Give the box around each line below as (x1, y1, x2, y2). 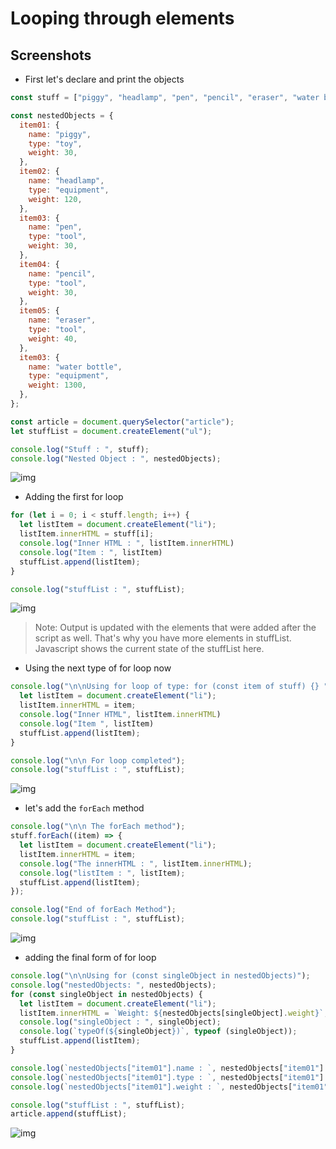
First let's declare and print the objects (24, 73, 185, 85)
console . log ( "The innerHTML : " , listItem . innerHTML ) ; (19, 858, 253, 869)
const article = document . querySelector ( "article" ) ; (10, 417, 235, 427)
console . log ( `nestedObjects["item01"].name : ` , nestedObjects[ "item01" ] (10, 1063, 325, 1073)
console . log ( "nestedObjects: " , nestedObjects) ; (10, 980, 217, 990)
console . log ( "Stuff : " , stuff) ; (10, 444, 150, 454)
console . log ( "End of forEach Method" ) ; (10, 905, 177, 915)
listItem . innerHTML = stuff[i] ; (19, 529, 155, 539)
